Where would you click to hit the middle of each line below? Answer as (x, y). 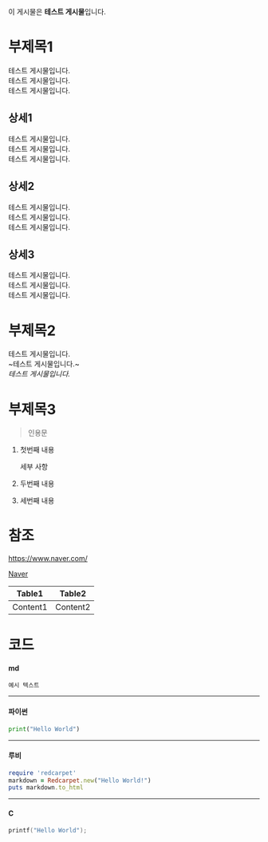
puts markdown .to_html (46, 788)
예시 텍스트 (24, 685)
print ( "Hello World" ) (44, 729)
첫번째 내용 (37, 450)
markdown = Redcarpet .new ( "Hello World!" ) (80, 781)
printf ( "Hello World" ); (48, 830)
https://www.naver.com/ (48, 559)
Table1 (30, 594)
